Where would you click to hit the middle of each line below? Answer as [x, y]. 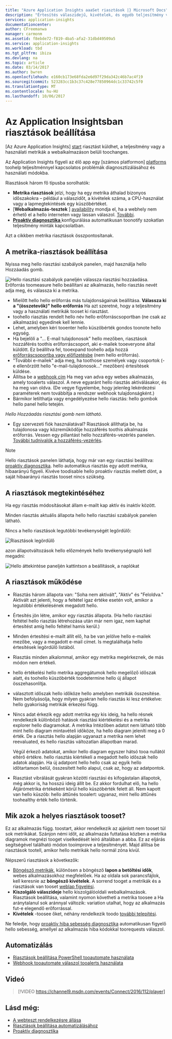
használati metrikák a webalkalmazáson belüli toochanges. [67, 152]
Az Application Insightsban [64, 122]
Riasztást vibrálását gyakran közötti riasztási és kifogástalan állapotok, [87, 778]
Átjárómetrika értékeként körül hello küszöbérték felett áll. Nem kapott [87, 789]
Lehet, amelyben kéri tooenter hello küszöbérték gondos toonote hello [87, 328]
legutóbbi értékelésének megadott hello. [55, 605]
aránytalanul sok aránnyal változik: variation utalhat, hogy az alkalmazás [89, 903]
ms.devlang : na [21, 58]
